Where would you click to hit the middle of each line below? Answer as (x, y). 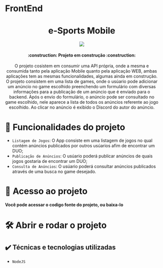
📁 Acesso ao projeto (46, 191)
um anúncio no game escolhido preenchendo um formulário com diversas (82, 87)
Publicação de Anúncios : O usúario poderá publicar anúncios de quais (82, 156)
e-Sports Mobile (81, 31)
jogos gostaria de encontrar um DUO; (50, 161)
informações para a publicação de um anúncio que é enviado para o (82, 92)
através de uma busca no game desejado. (54, 172)
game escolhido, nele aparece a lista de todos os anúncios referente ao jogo (82, 102)
